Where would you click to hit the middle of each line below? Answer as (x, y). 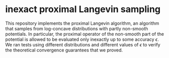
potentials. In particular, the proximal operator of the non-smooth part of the (84, 34)
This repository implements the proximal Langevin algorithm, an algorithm (82, 23)
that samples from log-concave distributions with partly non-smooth (77, 28)
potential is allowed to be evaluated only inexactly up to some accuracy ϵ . (82, 39)
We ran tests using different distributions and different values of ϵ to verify (83, 44)
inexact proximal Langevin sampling (83, 9)
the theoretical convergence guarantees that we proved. (64, 50)
